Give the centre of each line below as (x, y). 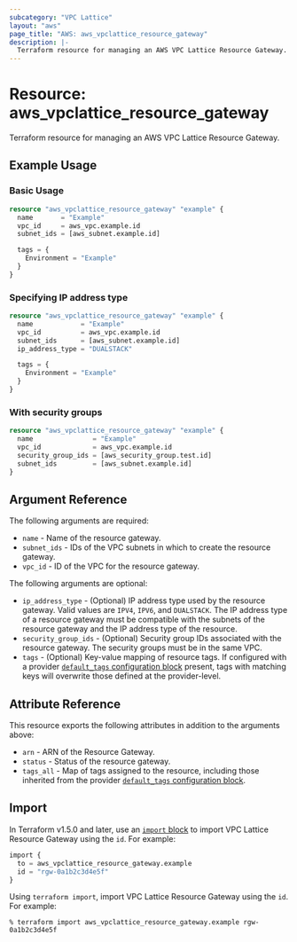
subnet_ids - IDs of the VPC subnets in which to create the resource (146, 547)
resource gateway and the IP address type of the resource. (129, 629)
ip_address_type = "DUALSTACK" (75, 349)
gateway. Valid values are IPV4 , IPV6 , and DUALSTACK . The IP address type (155, 610)
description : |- (39, 42)
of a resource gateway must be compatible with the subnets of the (144, 620)
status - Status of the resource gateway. (96, 761)
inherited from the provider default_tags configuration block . (134, 781)
